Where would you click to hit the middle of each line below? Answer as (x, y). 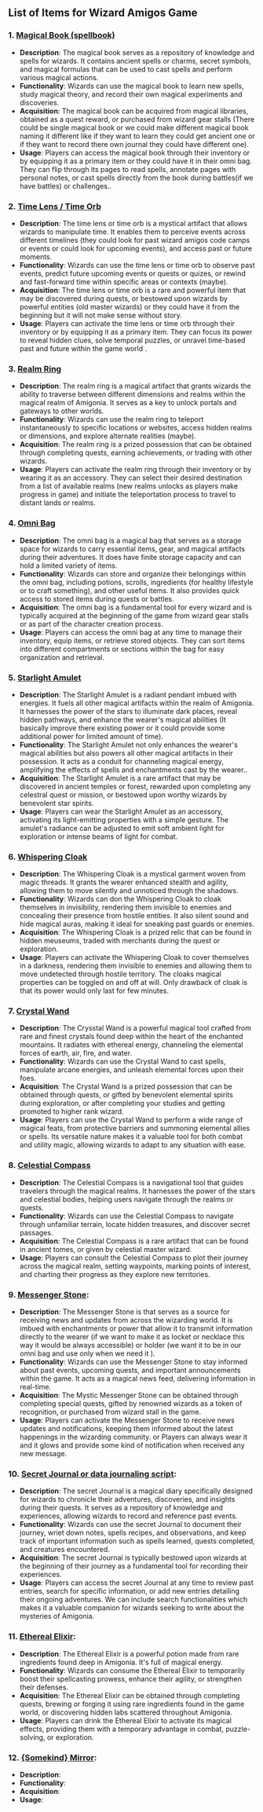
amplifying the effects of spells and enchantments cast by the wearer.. (133, 770)
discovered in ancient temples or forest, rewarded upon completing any (135, 786)
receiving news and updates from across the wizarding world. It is (126, 1320)
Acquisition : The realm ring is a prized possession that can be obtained (135, 445)
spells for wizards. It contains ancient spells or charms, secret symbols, (135, 60)
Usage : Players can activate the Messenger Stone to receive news (127, 1420)
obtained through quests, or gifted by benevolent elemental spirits (126, 1095)
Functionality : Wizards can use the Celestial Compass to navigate (126, 1216)
